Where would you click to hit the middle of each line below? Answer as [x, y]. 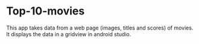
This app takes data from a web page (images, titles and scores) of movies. [100, 28]
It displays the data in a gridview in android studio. [69, 34]
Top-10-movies [46, 11]
